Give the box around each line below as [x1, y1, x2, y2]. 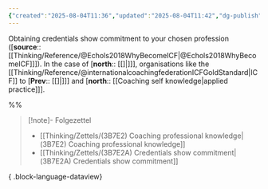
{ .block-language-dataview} [8, 171, 103, 181]
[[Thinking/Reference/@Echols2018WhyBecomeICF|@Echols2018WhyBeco [8, 50, 257, 60]
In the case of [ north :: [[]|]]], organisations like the [43, 59, 210, 69]
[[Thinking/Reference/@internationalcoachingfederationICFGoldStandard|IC [8, 67, 258, 77]
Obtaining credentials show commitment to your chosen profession [8, 33, 230, 43]
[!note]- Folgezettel [27, 115, 92, 124]
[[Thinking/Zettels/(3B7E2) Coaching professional [39, 131, 203, 140]
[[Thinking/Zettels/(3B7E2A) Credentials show [39, 148, 191, 157]
